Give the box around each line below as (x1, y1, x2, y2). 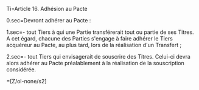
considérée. (6, 66, 37, 73)
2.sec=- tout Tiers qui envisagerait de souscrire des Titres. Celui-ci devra (6, 53, 190, 60)
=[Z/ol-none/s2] (6, 78, 47, 85)
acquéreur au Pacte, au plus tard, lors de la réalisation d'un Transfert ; (6, 42, 182, 48)
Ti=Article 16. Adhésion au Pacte (6, 5, 88, 12)
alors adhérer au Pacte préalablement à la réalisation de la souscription (6, 60, 184, 66)
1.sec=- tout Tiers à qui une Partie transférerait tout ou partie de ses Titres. (6, 28, 194, 36)
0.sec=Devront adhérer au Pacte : (6, 17, 91, 24)
